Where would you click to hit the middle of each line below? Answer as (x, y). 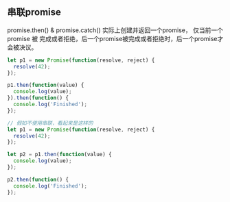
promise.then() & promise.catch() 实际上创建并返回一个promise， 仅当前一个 (115, 30)
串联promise (34, 12)
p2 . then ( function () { (38, 179)
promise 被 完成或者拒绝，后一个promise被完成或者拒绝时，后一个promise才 (115, 38)
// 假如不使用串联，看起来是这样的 (50, 123)
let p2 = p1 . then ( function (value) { (59, 155)
